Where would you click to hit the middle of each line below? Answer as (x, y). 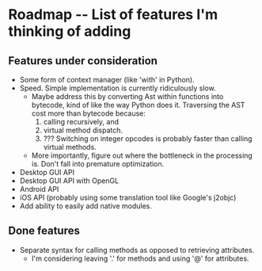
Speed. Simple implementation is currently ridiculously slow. (118, 88)
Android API (39, 189)
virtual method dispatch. (83, 130)
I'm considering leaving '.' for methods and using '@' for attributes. (140, 258)
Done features (44, 231)
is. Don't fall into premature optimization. (98, 164)
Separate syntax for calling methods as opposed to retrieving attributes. (137, 250)
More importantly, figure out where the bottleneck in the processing (142, 155)
